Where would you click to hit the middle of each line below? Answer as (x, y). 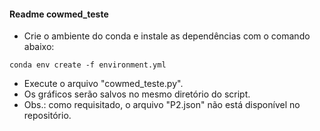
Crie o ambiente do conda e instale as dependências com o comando (167, 36)
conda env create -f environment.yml (88, 65)
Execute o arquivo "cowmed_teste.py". (103, 84)
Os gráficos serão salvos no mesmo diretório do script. (137, 94)
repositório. (47, 116)
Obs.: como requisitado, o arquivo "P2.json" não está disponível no (162, 105)
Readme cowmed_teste (59, 14)
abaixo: (39, 47)
